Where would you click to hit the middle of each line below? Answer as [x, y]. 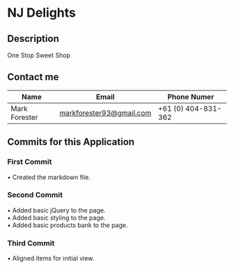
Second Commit [35, 195]
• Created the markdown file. [49, 177]
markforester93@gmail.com [105, 113]
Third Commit [31, 243]
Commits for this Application [71, 142]
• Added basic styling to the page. [56, 217]
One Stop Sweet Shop [39, 55]
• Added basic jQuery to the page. [56, 210]
